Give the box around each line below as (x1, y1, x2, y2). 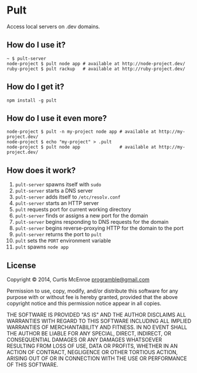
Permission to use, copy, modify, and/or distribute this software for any (6, 287, 178, 294)
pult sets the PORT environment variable (15, 237, 111, 244)
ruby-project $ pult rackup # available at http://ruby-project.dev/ (6, 66, 185, 72)
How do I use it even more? (6, 113, 107, 123)
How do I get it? (6, 82, 64, 92)
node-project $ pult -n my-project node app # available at (6, 129, 157, 135)
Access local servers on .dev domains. (6, 23, 100, 30)
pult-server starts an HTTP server (15, 200, 99, 207)
